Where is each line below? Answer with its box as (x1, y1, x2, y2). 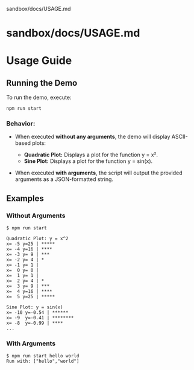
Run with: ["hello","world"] (6, 359, 80, 365)
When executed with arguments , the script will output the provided (14, 169, 183, 177)
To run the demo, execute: (6, 94, 72, 101)
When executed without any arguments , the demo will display (14, 133, 171, 141)
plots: (32, 139, 46, 147)
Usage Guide (6, 54, 72, 68)
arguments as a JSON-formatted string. (14, 176, 113, 183)
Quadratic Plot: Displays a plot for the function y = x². (23, 151, 158, 159)
